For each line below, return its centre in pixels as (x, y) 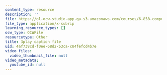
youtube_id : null (28, 65)
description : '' (22, 14)
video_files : (19, 51)
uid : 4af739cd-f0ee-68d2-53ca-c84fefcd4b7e (51, 46)
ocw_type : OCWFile (24, 33)
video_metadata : (22, 60)
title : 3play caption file (33, 42)
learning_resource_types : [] (35, 28)
